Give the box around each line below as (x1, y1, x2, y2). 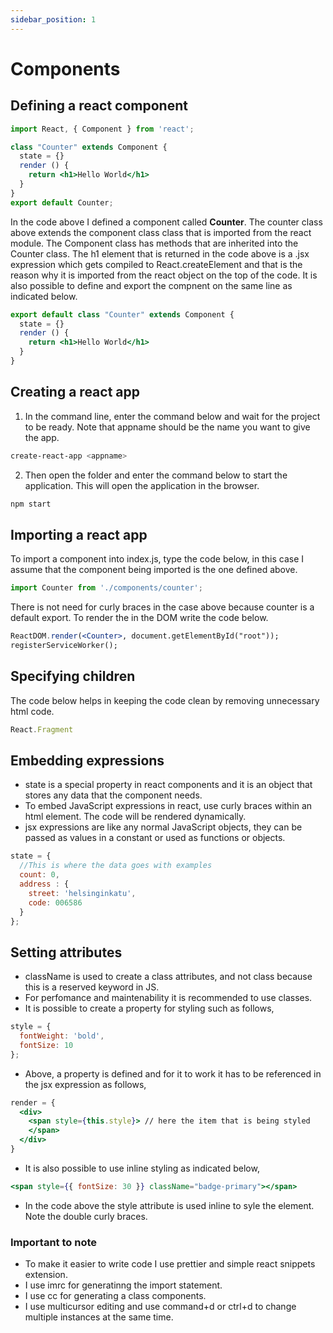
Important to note (10, 1235, 98, 1249)
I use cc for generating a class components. (24, 1290, 207, 1302)
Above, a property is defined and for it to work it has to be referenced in (24, 1067, 322, 1080)
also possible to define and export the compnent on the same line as (10, 279, 293, 291)
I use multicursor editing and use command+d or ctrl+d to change (24, 1301, 297, 1313)
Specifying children (10, 668, 136, 685)
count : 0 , (19, 870, 60, 880)
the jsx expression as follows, (24, 1078, 147, 1090)
